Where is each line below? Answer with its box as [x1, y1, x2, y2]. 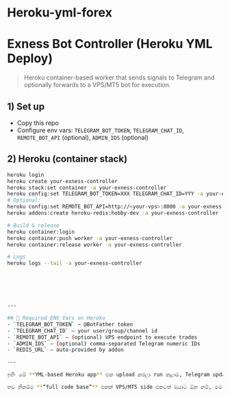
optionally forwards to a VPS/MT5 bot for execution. [23, 81, 171, 89]
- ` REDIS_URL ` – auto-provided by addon [7, 346, 125, 354]
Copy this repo [16, 119, 60, 127]
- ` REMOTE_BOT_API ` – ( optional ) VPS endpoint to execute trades [7, 334, 197, 341]
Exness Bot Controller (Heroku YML [7, 36, 214, 52]
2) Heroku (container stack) [7, 153, 128, 165]
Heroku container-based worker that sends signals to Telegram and [23, 73, 215, 82]
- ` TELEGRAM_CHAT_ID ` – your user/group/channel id [7, 327, 157, 334]
